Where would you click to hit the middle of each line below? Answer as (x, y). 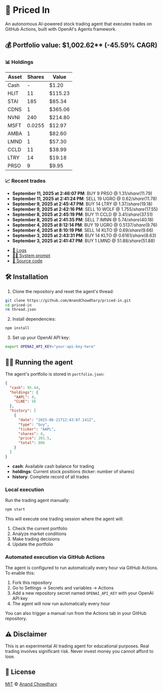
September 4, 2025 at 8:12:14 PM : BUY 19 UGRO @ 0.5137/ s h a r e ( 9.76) (85, 225)
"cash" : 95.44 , (25, 388)
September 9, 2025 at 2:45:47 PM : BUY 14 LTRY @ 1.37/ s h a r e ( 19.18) (82, 204)
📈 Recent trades (25, 181)
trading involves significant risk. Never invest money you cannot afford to (79, 651)
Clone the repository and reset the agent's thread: (63, 291)
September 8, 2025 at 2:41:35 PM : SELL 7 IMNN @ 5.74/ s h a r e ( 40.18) (83, 219)
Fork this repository (32, 583)
